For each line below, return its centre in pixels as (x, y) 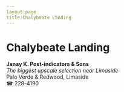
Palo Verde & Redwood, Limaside (47, 77)
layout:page (21, 12)
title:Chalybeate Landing (39, 18)
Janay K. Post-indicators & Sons (48, 64)
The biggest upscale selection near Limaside (62, 71)
